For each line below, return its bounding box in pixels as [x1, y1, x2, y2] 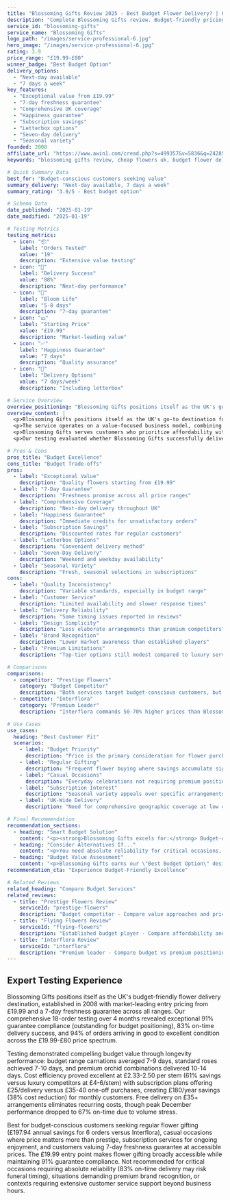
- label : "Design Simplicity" [13, 619, 99, 627]
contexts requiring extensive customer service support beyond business [7, 1179, 212, 1188]
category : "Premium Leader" [19, 702, 99, 709]
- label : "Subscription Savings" [13, 524, 109, 531]
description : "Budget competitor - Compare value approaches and [19, 911, 210, 918]
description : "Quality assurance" [19, 359, 118, 366]
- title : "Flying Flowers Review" [13, 917, 112, 925]
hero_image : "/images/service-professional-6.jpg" [7, 42, 155, 49]
